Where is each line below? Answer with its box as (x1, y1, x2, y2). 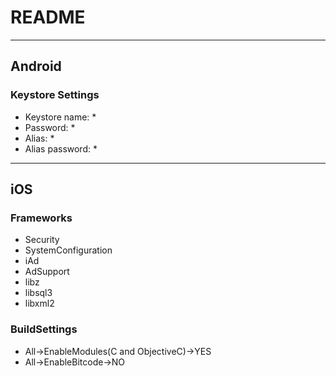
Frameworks (10, 211, 73, 225)
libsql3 (24, 287, 53, 299)
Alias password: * (24, 142, 98, 155)
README (10, 6, 86, 29)
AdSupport (24, 266, 70, 278)
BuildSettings (10, 322, 78, 336)
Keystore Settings (10, 88, 100, 102)
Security (24, 234, 60, 246)
